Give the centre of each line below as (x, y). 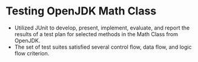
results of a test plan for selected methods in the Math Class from (96, 34)
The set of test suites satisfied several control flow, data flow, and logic (103, 47)
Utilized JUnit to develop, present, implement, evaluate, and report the (102, 28)
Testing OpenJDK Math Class (81, 11)
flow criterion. (32, 53)
